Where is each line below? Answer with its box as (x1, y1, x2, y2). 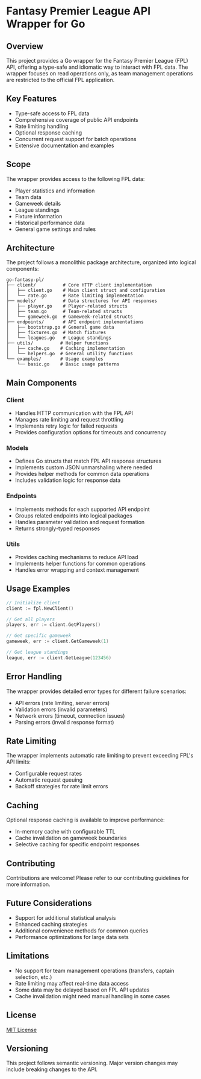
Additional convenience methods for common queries (14, 927, 149, 934)
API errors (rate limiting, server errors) (14, 699, 110, 706)
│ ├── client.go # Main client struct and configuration (6, 288, 165, 294)
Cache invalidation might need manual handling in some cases (14, 992, 170, 999)
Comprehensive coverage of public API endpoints (14, 116, 138, 123)
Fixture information (14, 212, 63, 220)
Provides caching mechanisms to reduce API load (14, 554, 138, 561)
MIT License (6, 1026, 37, 1033)
